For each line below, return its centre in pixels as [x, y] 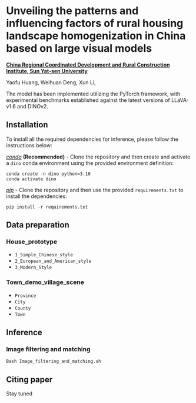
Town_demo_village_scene [45, 282]
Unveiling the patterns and [72, 11]
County [23, 308]
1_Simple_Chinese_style [44, 255]
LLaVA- [180, 100]
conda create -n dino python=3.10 [49, 174]
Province [25, 296]
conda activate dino [31, 179]
